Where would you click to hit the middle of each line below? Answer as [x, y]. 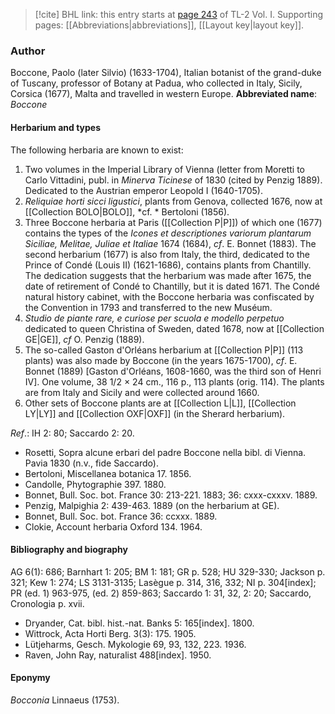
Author [28, 51]
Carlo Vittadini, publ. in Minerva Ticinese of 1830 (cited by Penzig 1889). [173, 180]
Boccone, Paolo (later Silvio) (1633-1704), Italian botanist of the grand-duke [166, 73]
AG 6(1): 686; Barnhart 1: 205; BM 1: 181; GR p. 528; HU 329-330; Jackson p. [168, 571]
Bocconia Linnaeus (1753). [65, 700]
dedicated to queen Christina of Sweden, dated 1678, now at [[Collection [174, 328]
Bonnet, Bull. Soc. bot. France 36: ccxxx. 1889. [121, 516]
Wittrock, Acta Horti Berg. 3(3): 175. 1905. [110, 633]
